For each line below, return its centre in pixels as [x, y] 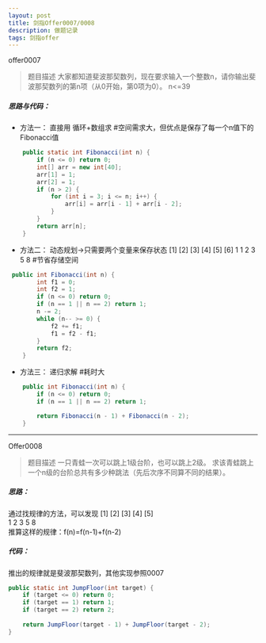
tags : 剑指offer [34, 38]
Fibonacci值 [39, 138]
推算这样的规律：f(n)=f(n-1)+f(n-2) [65, 531]
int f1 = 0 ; [57, 282]
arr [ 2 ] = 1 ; [57, 182]
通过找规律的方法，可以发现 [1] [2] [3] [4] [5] [81, 513]
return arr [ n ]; [62, 226]
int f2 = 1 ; [57, 289]
